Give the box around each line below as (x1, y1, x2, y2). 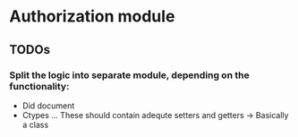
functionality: (9, 80, 70, 92)
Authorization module (9, 6, 175, 27)
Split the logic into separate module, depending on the (9, 69, 250, 81)
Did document (21, 100, 75, 111)
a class (21, 119, 49, 130)
